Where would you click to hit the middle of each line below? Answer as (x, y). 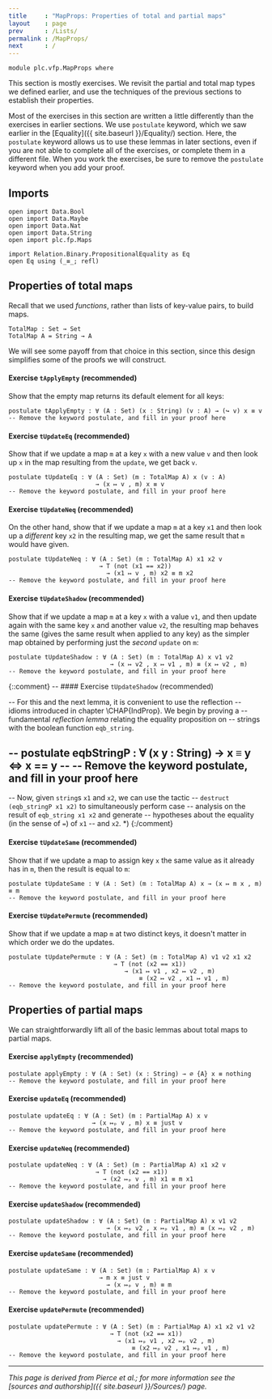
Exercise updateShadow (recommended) (74, 1204)
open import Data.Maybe (49, 218)
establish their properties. (51, 100)
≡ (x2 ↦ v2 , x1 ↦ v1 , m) (184, 978)
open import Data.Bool (47, 211)
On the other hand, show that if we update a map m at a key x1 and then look (135, 528)
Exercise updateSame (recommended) (71, 1253)
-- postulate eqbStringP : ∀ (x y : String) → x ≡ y (130, 753)
